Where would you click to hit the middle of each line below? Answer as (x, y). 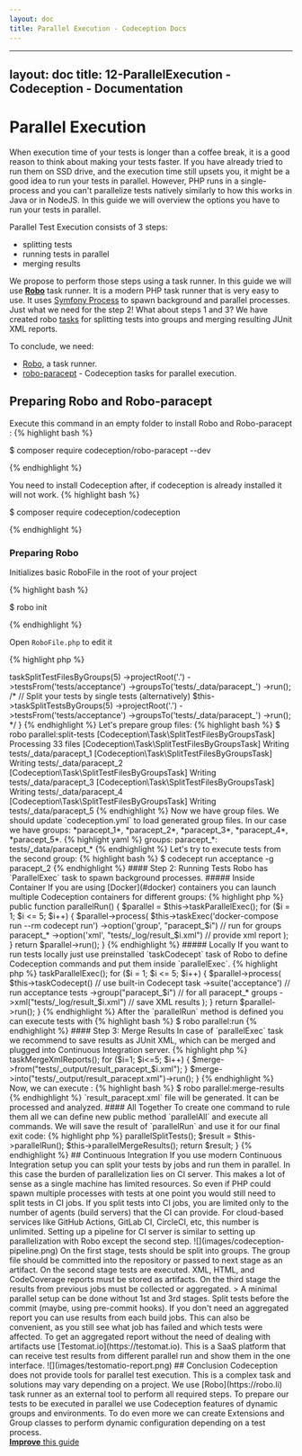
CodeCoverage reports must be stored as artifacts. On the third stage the (145, 1279)
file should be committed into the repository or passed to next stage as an (146, 1260)
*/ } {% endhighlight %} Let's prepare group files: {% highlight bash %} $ (145, 724)
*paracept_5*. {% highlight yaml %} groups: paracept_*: (114, 839)
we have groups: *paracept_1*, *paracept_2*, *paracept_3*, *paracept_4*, (149, 830)
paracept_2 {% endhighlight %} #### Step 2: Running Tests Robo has (138, 867)
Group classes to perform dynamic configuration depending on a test (138, 1423)
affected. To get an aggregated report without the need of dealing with (140, 1336)
